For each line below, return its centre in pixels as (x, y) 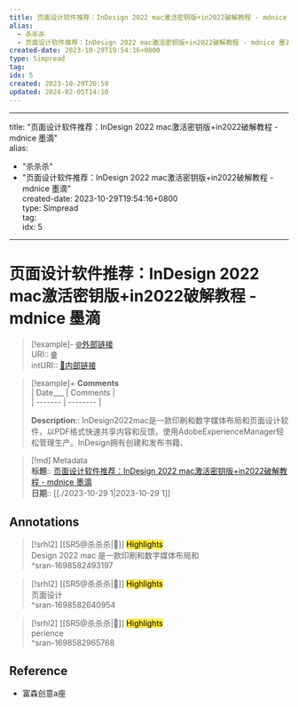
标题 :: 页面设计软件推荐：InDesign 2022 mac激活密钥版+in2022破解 (155, 471)
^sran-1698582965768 (73, 643)
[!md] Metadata (59, 461)
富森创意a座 (44, 694)
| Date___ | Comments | (73, 393)
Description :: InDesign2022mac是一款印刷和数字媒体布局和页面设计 (156, 421)
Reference (39, 671)
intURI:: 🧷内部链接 (63, 366)
